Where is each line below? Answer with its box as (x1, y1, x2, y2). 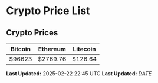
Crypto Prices (6, 28, 58, 38)
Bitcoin (10, 45, 31, 53)
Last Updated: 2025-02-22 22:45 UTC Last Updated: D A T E (6, 70, 152, 77)
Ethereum (38, 45, 67, 53)
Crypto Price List (6, 4, 90, 18)
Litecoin (73, 45, 96, 53)
